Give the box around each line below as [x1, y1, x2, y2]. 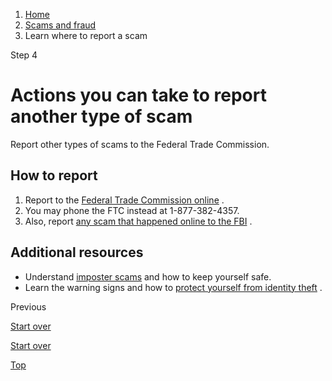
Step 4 [10, 49, 38, 61]
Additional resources [10, 244, 144, 261]
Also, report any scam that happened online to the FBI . [24, 215, 253, 227]
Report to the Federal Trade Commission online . [24, 194, 225, 206]
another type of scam [10, 105, 193, 128]
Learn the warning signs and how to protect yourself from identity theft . [24, 281, 323, 293]
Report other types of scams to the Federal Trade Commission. [10, 138, 270, 150]
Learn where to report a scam [24, 30, 148, 41]
